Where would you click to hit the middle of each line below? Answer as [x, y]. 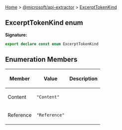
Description [83, 78]
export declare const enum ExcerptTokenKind [52, 44]
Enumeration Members [41, 60]
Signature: [16, 35]
